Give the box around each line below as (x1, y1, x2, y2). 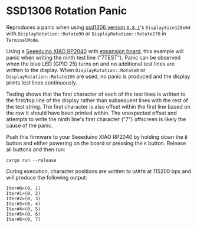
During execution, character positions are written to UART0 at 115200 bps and (6, 167, 192, 175)
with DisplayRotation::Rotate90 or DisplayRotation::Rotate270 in (6, 30, 166, 37)
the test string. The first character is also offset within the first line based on (6, 103, 191, 110)
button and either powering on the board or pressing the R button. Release (6, 139, 186, 146)
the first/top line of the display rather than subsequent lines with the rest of (6, 96, 189, 104)
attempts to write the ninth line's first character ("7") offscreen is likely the (6, 115, 186, 122)
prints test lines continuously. (6, 79, 78, 86)
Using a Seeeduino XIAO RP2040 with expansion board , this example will (6, 47, 184, 54)
